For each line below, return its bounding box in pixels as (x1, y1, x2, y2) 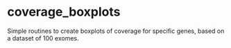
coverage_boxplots (7, 4, 121, 20)
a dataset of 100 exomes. (7, 34, 80, 42)
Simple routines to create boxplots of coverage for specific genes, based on (7, 27, 225, 35)
